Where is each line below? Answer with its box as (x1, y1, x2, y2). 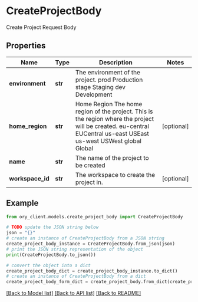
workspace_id (9, 174, 49, 182)
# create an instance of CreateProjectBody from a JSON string (6, 235, 165, 241)
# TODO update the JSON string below (6, 224, 99, 231)
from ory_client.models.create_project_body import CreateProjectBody (6, 214, 183, 219)
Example (6, 198, 39, 208)
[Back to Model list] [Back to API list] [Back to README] (6, 290, 141, 297)
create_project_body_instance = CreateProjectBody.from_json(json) (6, 241, 176, 247)
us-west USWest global (75, 137, 141, 145)
